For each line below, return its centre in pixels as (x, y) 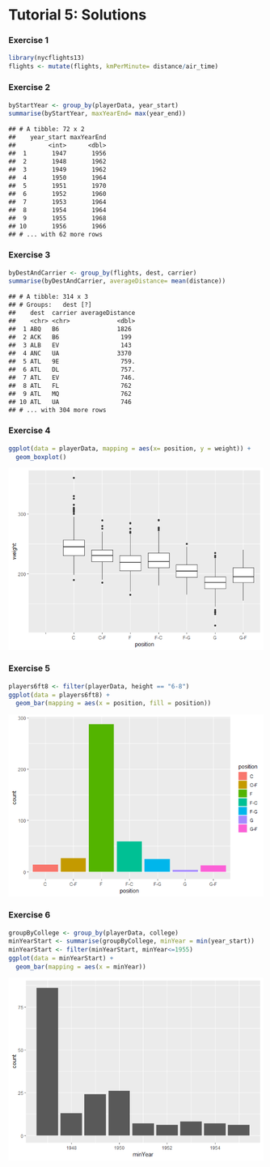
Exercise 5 (30, 668)
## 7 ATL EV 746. (72, 378)
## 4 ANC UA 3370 (70, 354)
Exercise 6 (30, 915)
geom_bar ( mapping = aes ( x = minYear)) (81, 967)
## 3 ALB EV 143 (70, 346)
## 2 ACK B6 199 (70, 338)
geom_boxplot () (41, 457)
